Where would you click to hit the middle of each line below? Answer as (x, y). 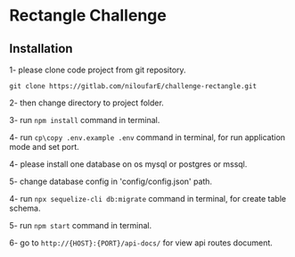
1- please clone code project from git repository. (98, 70)
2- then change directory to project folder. (87, 103)
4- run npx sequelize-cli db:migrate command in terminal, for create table (148, 199)
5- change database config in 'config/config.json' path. (111, 181)
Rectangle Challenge (88, 16)
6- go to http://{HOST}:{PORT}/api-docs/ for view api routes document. (141, 243)
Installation (41, 49)
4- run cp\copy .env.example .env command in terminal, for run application (147, 137)
